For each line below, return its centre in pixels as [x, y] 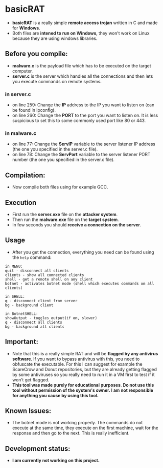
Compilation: [25, 175]
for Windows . [26, 28]
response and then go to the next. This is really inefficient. [71, 433]
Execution [21, 203]
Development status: [38, 449]
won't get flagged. [31, 379]
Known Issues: [28, 411]
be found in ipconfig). [34, 110]
